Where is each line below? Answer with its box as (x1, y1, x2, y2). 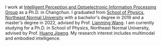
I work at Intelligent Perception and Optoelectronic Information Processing (5, 4, 157, 10)
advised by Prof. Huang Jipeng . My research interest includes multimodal (5, 30, 155, 36)
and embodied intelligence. (5, 35, 61, 41)
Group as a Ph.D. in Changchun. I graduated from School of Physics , (5, 9, 145, 15)
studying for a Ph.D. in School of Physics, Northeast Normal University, (5, 25, 150, 31)
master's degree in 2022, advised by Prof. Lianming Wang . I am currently (5, 20, 155, 25)
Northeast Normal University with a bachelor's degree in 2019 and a (5, 15, 144, 20)
